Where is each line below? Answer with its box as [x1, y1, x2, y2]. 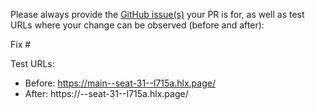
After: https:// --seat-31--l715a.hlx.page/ [24, 88, 189, 99]
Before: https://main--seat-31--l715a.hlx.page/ [24, 77, 216, 89]
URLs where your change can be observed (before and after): [10, 19, 265, 31]
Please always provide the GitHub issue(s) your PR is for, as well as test [10, 9, 305, 20]
